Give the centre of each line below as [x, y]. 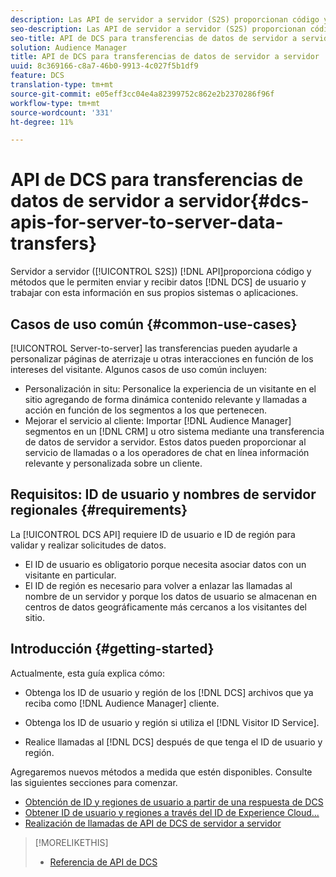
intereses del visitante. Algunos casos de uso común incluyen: [139, 369]
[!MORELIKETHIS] [71, 842]
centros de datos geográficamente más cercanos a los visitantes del [165, 607]
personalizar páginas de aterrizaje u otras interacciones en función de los [162, 359]
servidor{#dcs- [244, 201]
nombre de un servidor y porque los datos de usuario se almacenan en [170, 596]
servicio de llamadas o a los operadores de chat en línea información [167, 452]
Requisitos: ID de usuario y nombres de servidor [163, 494]
